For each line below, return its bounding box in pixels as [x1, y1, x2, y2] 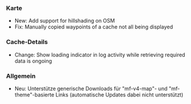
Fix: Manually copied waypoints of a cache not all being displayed [14, 23, 173, 30]
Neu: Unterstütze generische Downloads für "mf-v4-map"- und [14, 85, 168, 92]
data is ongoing [14, 57, 53, 64]
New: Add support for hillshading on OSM [14, 17, 115, 24]
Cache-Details [6, 38, 48, 46]
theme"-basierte [14, 91, 54, 98]
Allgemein [6, 71, 36, 80]
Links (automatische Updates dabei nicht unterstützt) [55, 91, 184, 98]
